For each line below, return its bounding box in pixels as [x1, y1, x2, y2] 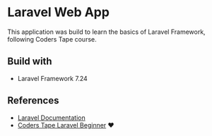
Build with [7, 56, 52, 68]
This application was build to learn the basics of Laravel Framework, [7, 27, 206, 36]
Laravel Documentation [17, 113, 86, 122]
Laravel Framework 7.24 [17, 74, 88, 82]
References [7, 94, 59, 106]
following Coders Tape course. [7, 35, 97, 43]
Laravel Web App [7, 4, 110, 20]
